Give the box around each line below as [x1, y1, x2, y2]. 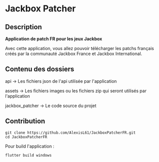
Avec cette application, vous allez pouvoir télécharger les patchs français [5, 46, 154, 51]
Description [5, 23, 42, 31]
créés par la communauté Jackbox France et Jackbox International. [5, 51, 142, 56]
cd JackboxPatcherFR [5, 134, 48, 139]
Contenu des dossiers [5, 65, 75, 73]
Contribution [5, 117, 45, 125]
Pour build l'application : [5, 143, 54, 149]
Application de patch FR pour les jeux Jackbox [5, 36, 102, 42]
